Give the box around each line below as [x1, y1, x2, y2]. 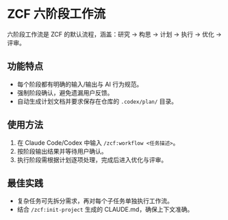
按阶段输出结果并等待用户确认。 [16, 147, 107, 155]
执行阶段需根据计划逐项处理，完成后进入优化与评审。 [16, 155, 168, 164]
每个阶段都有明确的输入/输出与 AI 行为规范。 [16, 80, 143, 88]
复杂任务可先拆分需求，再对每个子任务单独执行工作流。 [16, 197, 173, 205]
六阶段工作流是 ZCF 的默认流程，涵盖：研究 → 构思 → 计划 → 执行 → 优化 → [7, 30, 222, 38]
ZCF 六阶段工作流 [7, 6, 106, 22]
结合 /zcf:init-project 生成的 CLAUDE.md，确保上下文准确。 [16, 206, 194, 214]
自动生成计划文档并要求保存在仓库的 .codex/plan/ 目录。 [16, 97, 178, 105]
